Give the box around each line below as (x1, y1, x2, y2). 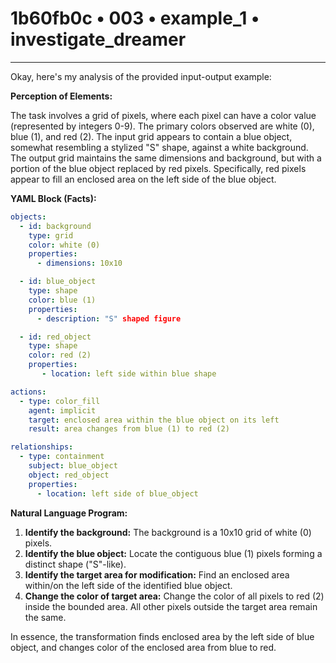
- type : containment (19, 452, 105, 462)
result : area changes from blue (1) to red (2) (28, 424, 230, 434)
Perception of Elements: (10, 90, 113, 102)
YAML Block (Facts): (10, 192, 97, 204)
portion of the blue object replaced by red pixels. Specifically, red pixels (10, 162, 307, 174)
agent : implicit (28, 405, 97, 416)
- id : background (19, 221, 92, 231)
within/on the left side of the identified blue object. (24, 579, 233, 591)
